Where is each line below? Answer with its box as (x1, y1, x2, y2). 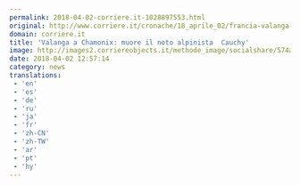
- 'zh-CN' (12, 129, 50, 138)
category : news (9, 63, 66, 72)
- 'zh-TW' (12, 137, 50, 146)
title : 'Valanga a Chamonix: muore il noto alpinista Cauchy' (9, 37, 250, 47)
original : (9, 21, 46, 30)
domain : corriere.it (9, 29, 87, 38)
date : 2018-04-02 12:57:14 (9, 54, 110, 63)
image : (9, 46, 34, 55)
